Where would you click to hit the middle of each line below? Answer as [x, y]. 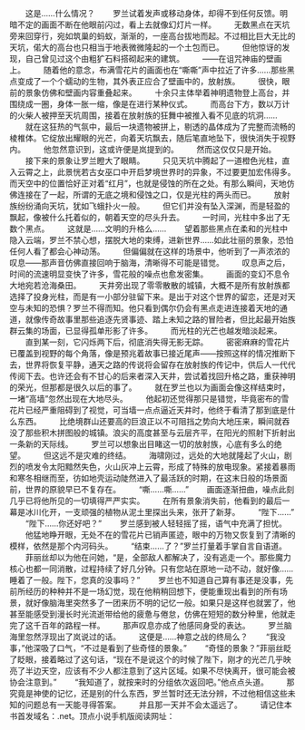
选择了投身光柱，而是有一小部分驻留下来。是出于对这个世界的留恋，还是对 [148, 297]
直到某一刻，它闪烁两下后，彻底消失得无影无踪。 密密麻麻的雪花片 [157, 342]
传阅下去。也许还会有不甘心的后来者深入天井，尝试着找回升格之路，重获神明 [152, 376]
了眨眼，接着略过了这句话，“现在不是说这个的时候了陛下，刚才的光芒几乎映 [151, 659]
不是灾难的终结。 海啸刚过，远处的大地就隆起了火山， [175, 455]
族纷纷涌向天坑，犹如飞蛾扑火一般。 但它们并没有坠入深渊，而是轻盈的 [150, 206]
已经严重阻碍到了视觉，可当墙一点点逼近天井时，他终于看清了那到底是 [156, 410]
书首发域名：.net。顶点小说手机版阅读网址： [92, 716]
